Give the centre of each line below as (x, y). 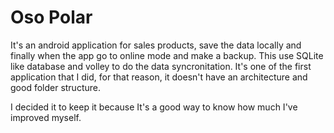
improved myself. (46, 117)
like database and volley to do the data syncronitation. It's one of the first (161, 66)
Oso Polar (51, 17)
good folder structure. (55, 87)
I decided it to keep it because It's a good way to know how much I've (154, 107)
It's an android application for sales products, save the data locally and (156, 45)
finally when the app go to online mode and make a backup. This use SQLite (167, 55)
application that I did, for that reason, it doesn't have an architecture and (159, 77)
